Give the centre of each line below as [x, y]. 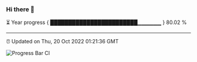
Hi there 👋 [21, 9]
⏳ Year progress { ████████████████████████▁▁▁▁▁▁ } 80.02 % [96, 22]
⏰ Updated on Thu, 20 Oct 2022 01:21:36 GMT [62, 42]
